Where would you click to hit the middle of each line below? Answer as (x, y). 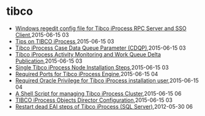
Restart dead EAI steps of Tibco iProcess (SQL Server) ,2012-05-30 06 (104, 106)
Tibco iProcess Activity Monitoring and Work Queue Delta (88, 54)
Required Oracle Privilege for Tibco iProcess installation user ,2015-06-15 (107, 80)
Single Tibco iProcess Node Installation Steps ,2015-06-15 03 (92, 67)
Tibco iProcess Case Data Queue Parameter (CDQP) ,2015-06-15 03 (100, 48)
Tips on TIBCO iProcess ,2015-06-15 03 (65, 41)
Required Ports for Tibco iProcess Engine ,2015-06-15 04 (87, 74)
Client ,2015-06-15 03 (42, 34)
